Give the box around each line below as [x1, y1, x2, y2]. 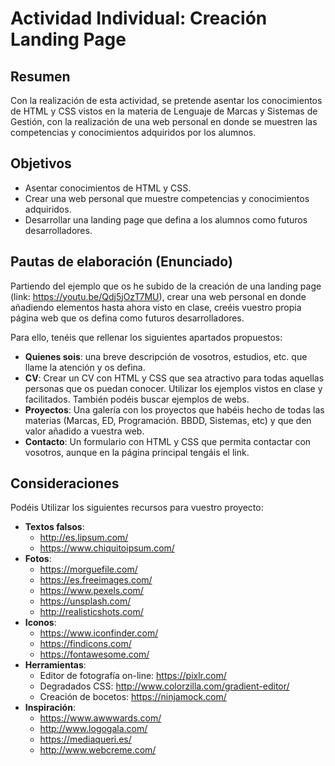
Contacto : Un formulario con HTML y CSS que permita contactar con [24, 435, 312, 447]
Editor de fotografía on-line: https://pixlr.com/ [39, 670, 227, 682]
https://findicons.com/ [39, 638, 132, 650]
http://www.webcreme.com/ [39, 744, 157, 756]
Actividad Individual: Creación [10, 7, 268, 30]
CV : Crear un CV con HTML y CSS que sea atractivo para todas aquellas [24, 372, 325, 384]
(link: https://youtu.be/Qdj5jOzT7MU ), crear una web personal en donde [10, 290, 307, 302]
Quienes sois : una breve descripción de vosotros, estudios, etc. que [24, 350, 308, 362]
